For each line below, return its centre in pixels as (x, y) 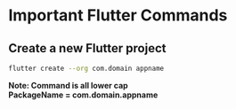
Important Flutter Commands (118, 16)
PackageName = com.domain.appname (83, 95)
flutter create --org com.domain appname (86, 68)
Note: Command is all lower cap (68, 85)
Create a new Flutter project (87, 48)
